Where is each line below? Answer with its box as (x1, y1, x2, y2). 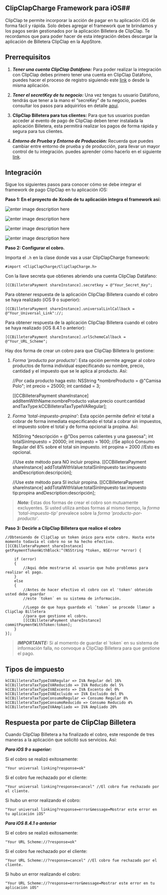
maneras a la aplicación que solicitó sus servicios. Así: (5, 737, 117, 743)
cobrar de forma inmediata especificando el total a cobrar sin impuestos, (12, 418, 162, 424)
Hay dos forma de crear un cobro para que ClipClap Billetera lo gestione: (5, 347, 155, 354)
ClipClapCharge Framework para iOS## (5, 4, 131, 12)
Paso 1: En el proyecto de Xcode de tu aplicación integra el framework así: (5, 196, 161, 202)
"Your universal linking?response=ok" (5, 766, 86, 771)
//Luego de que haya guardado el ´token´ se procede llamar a (23, 605, 155, 610)
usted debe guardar (5, 592, 46, 597)
